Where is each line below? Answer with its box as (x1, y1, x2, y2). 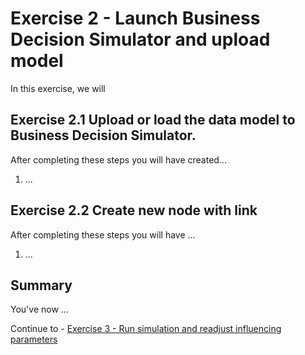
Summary (10, 277, 73, 294)
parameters (10, 333, 58, 346)
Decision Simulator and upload (10, 28, 271, 51)
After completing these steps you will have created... (10, 153, 228, 166)
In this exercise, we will (10, 82, 106, 94)
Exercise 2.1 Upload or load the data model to (10, 112, 296, 129)
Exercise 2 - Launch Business (10, 7, 261, 30)
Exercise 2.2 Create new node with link (10, 202, 258, 219)
